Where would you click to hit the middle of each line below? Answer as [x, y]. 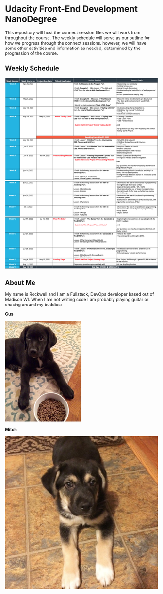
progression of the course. [32, 53]
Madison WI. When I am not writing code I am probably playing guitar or [77, 300]
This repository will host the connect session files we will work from [73, 32]
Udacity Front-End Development [72, 9]
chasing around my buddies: [33, 305]
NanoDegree [31, 19]
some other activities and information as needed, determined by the [73, 48]
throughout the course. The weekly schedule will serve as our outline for [78, 38]
